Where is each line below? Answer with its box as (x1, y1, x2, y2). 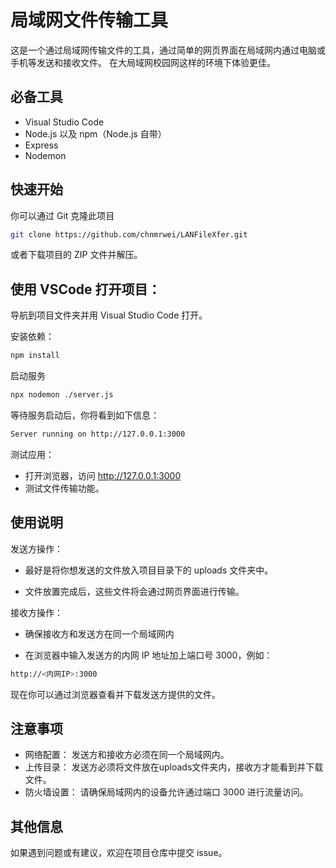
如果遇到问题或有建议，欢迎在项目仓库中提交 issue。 (10, 847, 228, 859)
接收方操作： (10, 606, 63, 618)
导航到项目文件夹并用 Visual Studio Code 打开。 (10, 309, 208, 321)
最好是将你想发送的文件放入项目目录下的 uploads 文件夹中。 (24, 564, 274, 576)
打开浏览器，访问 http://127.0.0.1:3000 (24, 469, 182, 481)
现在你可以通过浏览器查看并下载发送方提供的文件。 (10, 688, 221, 700)
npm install (10, 351, 60, 361)
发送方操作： (10, 542, 63, 555)
